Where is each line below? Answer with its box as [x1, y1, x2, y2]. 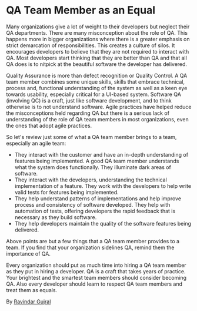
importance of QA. [6, 250, 51, 257]
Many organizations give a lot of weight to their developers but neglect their [6, 23, 190, 30]
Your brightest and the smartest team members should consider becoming [6, 274, 187, 281]
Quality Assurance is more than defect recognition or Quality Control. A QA [6, 72, 188, 79]
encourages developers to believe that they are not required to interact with [6, 48, 189, 55]
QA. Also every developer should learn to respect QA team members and [6, 280, 182, 287]
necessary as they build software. [14, 213, 97, 221]
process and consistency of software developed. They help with [14, 201, 171, 208]
